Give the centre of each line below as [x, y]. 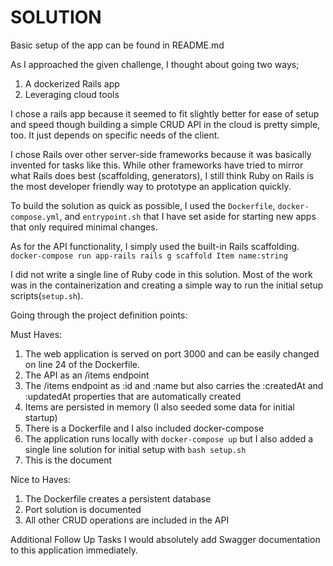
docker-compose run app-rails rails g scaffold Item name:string [149, 256]
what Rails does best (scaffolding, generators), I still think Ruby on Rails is [162, 175]
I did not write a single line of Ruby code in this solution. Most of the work [161, 274]
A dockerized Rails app [72, 83]
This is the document [68, 460]
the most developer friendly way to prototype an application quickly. [151, 186]
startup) [41, 417]
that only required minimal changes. [84, 227]
